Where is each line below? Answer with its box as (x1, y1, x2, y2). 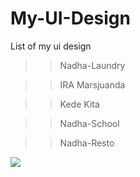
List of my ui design (10, 40, 92, 52)
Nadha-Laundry (59, 59, 126, 71)
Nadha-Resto (59, 137, 115, 149)
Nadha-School (59, 117, 120, 129)
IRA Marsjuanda (59, 78, 126, 91)
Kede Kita (59, 98, 100, 110)
